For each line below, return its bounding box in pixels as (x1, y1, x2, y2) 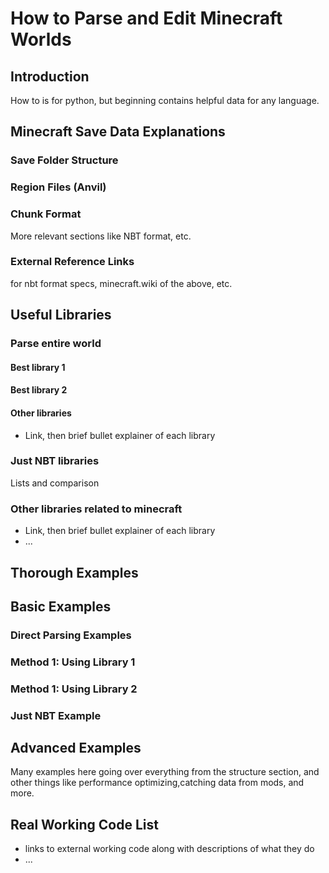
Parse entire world (10, 337, 102, 351)
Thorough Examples (10, 564, 139, 581)
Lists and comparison (10, 477, 100, 489)
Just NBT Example (10, 708, 102, 722)
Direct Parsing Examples (10, 628, 132, 642)
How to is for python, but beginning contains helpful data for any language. (10, 95, 320, 106)
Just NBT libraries (10, 454, 100, 468)
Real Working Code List (10, 816, 159, 833)
